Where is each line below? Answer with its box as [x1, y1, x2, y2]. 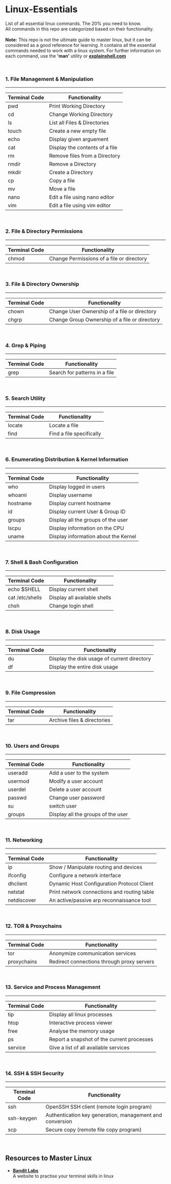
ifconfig [8, 872, 26, 879]
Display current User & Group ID [49, 508, 126, 515]
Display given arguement [49, 136, 109, 143]
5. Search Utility [5, 395, 46, 402]
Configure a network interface [49, 872, 121, 879]
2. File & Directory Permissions [5, 228, 83, 235]
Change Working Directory [49, 111, 113, 118]
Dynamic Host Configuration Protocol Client [49, 880, 154, 887]
